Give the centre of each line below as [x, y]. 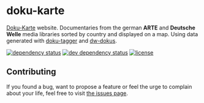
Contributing [31, 72]
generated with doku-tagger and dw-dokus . [62, 40]
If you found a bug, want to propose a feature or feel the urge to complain [99, 86]
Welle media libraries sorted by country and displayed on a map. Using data [102, 34]
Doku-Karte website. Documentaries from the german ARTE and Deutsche [101, 28]
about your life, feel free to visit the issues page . [67, 93]
